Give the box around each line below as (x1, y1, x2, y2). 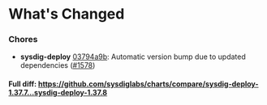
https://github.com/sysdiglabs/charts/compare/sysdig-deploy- (37, 79, 259, 89)
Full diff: (8, 79, 37, 89)
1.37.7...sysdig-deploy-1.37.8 (8, 88, 108, 98)
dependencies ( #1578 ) (19, 61, 96, 70)
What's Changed (8, 5, 125, 23)
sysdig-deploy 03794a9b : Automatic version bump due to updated (19, 52, 246, 61)
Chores (8, 34, 38, 45)
